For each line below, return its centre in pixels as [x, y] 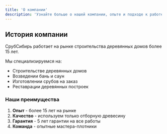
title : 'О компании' [27, 10]
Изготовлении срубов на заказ [45, 81]
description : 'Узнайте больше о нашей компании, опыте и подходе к [77, 14]
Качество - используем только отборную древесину [69, 116]
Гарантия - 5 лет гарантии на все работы [56, 121]
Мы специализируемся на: [34, 61]
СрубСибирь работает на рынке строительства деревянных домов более [83, 46]
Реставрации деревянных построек [50, 87]
